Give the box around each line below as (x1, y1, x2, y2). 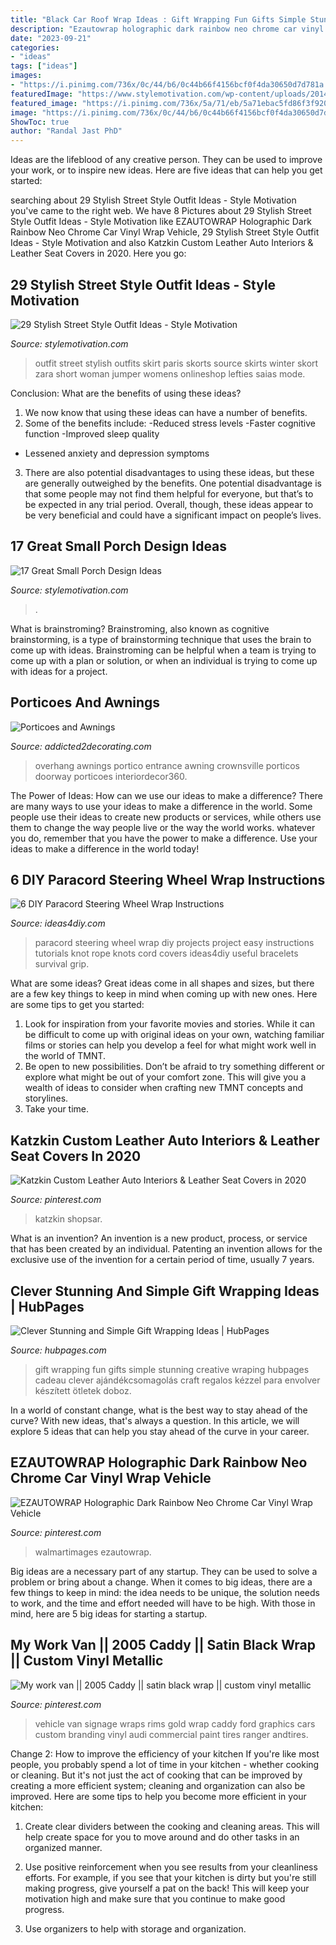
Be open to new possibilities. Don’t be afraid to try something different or (24, 1061, 325, 1073)
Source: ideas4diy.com (10, 917, 106, 930)
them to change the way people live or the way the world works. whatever (10, 821, 316, 833)
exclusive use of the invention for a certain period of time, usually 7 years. (10, 1254, 315, 1266)
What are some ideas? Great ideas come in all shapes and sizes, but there (10, 977, 315, 990)
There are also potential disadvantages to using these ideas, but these (24, 466, 315, 478)
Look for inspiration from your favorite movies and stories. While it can (24, 1018, 315, 1030)
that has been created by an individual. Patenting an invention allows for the (10, 1243, 323, 1255)
